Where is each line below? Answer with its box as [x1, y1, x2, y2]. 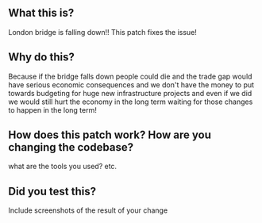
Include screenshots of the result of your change [8, 206, 168, 215]
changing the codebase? [8, 140, 133, 154]
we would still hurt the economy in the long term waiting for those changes [8, 97, 253, 106]
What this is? [8, 6, 75, 20]
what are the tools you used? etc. [8, 162, 118, 171]
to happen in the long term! [8, 105, 97, 114]
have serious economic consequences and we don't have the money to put [8, 79, 255, 90]
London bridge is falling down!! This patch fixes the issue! [8, 27, 197, 37]
